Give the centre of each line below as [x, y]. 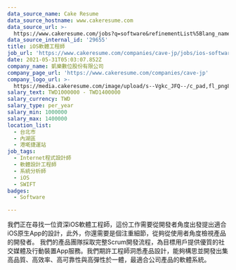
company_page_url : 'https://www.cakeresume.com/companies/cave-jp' [108, 73]
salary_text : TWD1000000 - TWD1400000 [64, 92]
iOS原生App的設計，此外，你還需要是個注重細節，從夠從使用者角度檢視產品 [117, 233]
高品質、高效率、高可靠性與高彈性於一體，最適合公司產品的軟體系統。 [109, 260]
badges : [19, 191]
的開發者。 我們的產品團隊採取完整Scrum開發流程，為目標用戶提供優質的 [113, 242]
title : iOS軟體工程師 [36, 47]
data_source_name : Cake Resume [53, 14]
